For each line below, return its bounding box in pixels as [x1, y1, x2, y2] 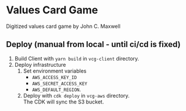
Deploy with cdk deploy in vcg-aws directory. [23, 92, 130, 99]
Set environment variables [23, 67, 87, 74]
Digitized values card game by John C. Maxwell [6, 23, 121, 30]
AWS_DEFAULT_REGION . [32, 85, 81, 93]
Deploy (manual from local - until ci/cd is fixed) [6, 40, 181, 49]
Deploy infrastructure [14, 61, 66, 68]
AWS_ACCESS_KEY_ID [32, 74, 77, 80]
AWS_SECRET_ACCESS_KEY [32, 81, 88, 87]
